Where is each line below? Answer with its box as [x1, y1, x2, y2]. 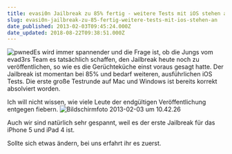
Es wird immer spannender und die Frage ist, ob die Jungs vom [33, 48, 213, 56]
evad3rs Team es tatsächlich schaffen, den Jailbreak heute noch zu [7, 56, 200, 64]
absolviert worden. [7, 85, 61, 93]
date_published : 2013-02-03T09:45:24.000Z [7, 23, 131, 30]
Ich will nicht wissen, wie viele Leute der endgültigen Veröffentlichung [7, 98, 206, 107]
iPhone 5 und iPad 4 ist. [7, 126, 75, 134]
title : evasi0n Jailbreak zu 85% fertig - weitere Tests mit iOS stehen [7, 10, 221, 17]
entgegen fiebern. [7, 105, 59, 113]
